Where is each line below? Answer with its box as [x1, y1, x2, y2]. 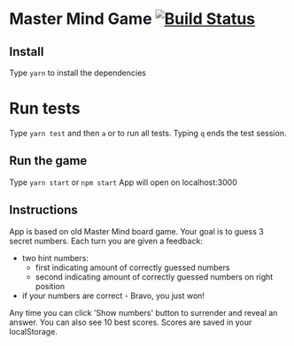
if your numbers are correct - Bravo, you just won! [21, 290, 205, 301]
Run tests [9, 98, 81, 119]
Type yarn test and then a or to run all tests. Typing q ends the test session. [9, 127, 287, 138]
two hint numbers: [21, 252, 89, 263]
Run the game [9, 153, 88, 168]
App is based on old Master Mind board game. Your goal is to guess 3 [9, 226, 264, 236]
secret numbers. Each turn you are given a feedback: [9, 235, 204, 246]
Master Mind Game [9, 9, 152, 29]
